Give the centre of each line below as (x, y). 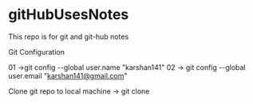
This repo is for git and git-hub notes (69, 37)
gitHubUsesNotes (69, 15)
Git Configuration (37, 52)
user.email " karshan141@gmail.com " (68, 75)
